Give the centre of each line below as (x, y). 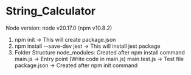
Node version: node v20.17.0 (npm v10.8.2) (59, 28)
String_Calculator (50, 11)
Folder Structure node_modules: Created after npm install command (99, 52)
